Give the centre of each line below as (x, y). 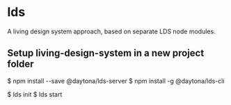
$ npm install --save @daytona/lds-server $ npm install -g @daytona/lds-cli (116, 81)
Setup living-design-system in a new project (106, 53)
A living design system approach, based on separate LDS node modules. (111, 31)
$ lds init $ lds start (35, 94)
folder (21, 64)
